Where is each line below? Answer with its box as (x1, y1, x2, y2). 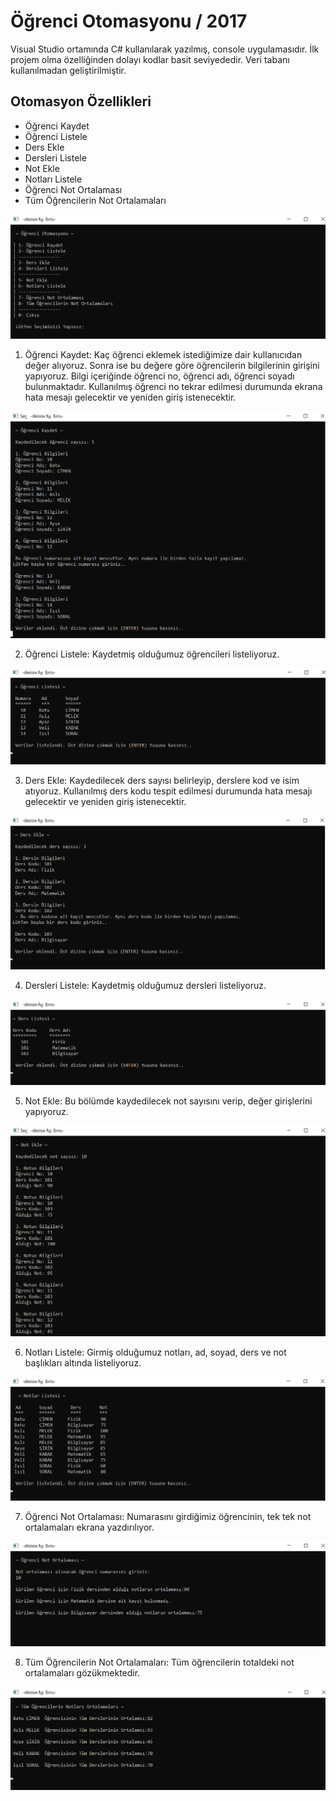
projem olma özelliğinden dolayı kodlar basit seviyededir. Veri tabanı (10, 53, 290, 65)
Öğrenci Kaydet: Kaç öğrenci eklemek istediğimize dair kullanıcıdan (24, 348, 303, 360)
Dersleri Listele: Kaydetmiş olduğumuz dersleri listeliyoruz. (24, 979, 267, 991)
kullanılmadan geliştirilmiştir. (10, 64, 127, 76)
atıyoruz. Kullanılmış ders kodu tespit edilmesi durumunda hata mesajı (24, 785, 313, 797)
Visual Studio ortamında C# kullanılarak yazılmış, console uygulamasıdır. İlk (10, 43, 320, 55)
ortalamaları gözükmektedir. (24, 1667, 141, 1679)
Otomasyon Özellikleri (10, 93, 152, 110)
